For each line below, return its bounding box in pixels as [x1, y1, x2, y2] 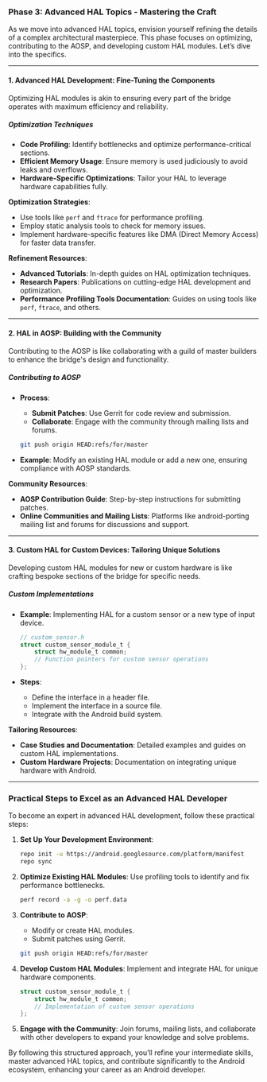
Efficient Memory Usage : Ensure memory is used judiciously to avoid [19, 157, 248, 166]
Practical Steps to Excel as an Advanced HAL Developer [8, 793, 228, 804]
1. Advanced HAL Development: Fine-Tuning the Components [8, 75, 215, 85]
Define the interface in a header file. [31, 692, 150, 702]
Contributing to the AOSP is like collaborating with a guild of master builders [8, 346, 257, 355]
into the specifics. [8, 50, 67, 60]
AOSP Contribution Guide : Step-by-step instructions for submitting [19, 494, 241, 503]
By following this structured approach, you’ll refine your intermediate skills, [8, 1048, 253, 1057]
